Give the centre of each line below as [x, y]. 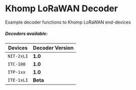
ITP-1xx [17, 72]
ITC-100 [17, 64]
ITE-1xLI [18, 80]
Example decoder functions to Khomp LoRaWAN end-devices [68, 22]
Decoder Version [53, 48]
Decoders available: [27, 33]
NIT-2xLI [18, 56]
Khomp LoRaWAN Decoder [62, 9]
